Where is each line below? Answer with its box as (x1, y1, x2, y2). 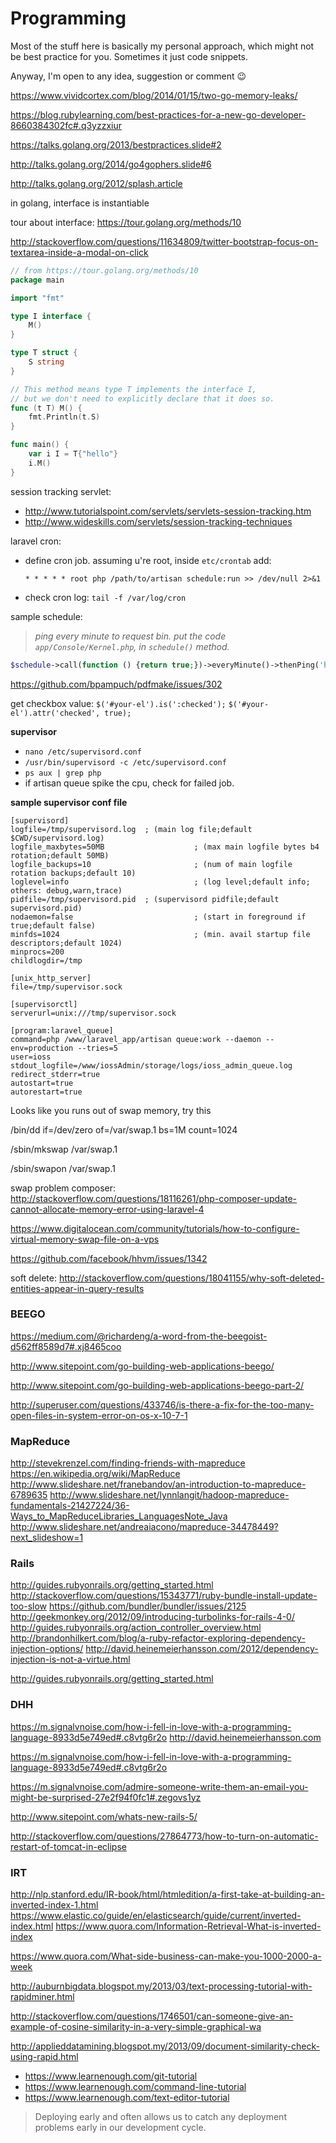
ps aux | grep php (24, 768, 102, 778)
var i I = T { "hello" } (28, 449, 118, 459)
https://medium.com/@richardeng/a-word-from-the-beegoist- (10, 1330, 268, 1342)
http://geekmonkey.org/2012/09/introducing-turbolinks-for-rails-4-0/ (10, 1611, 295, 1623)
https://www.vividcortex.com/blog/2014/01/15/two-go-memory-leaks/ (10, 89, 298, 101)
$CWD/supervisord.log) (10, 833, 105, 843)
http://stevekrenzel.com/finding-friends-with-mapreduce (10, 1457, 246, 1469)
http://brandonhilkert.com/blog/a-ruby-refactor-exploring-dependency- (10, 1632, 306, 1644)
